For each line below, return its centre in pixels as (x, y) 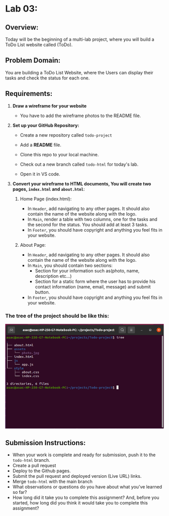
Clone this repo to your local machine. (59, 154)
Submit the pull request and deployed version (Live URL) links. (77, 476)
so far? (20, 492)
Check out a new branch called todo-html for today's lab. (79, 164)
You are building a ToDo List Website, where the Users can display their (79, 72)
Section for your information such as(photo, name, (87, 271)
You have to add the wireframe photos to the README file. (80, 116)
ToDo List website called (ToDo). (39, 45)
